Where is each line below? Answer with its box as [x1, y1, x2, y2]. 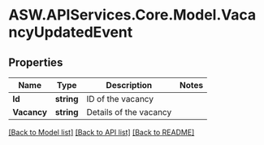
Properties [8, 55, 63, 69]
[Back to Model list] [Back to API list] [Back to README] [8, 128, 195, 137]
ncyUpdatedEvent [8, 23, 133, 42]
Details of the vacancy [86, 107, 172, 117]
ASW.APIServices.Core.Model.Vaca [8, 6, 257, 24]
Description [106, 80, 153, 90]
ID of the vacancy [86, 94, 154, 104]
